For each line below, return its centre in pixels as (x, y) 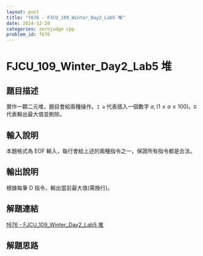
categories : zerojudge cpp (40, 29)
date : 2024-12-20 (28, 23)
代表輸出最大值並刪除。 (36, 114)
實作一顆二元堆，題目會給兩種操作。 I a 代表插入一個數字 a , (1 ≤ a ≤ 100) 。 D (101, 106)
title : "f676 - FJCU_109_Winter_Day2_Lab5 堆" (66, 18)
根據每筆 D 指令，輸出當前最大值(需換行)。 (60, 188)
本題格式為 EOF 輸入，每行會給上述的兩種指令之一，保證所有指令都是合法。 (101, 151)
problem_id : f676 (28, 35)
